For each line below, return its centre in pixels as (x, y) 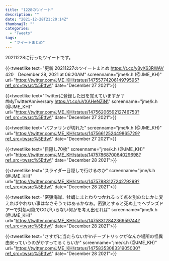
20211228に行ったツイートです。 (39, 57)
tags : (11, 38)
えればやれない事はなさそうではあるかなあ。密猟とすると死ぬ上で (73, 203)
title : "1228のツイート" (29, 10)
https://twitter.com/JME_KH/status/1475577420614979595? (77, 80)
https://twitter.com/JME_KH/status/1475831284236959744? (78, 220)
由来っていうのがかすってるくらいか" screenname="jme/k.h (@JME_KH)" (81, 242)
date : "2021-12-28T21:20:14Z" (37, 19)
